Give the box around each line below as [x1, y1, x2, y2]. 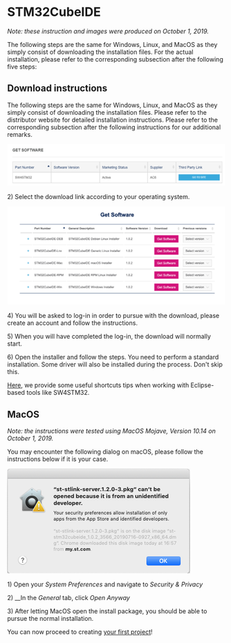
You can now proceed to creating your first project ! [7, 627, 154, 636]
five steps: [7, 62, 37, 71]
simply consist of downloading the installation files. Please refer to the [7, 108, 207, 116]
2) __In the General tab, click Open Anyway [7, 593, 130, 602]
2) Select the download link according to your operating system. [7, 193, 190, 201]
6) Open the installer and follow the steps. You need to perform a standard [7, 353, 219, 362]
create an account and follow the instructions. [7, 319, 138, 327]
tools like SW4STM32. [26, 389, 90, 397]
